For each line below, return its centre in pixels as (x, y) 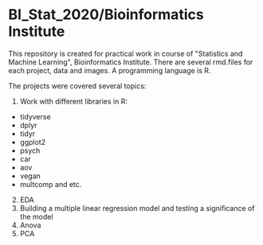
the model (36, 216)
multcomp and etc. (51, 184)
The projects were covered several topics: (77, 86)
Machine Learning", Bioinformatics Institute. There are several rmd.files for (131, 62)
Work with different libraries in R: (73, 101)
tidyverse (35, 116)
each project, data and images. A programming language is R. (110, 70)
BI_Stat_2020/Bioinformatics (106, 15)
